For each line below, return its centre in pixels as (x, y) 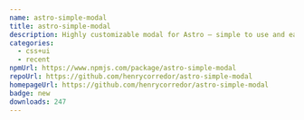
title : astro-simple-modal (60, 26)
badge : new (30, 93)
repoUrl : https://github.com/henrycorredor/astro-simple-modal (131, 77)
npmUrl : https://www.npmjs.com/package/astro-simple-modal (123, 69)
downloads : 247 (38, 102)
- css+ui (34, 51)
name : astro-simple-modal (58, 18)
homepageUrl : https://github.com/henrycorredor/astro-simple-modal (139, 85)
